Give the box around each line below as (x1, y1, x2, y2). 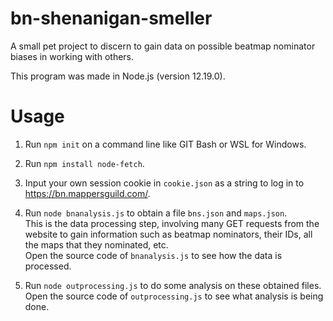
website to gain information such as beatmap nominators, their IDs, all (24, 228, 313, 240)
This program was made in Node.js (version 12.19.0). (10, 70, 226, 82)
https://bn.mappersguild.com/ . (24, 187, 151, 199)
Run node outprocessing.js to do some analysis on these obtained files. (24, 279, 322, 291)
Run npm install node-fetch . (24, 157, 145, 169)
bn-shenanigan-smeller (10, 7, 213, 30)
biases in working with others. (10, 50, 135, 62)
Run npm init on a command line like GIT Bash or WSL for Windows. (24, 138, 307, 150)
